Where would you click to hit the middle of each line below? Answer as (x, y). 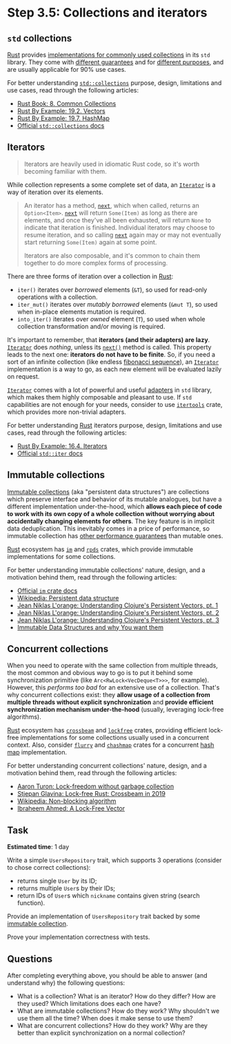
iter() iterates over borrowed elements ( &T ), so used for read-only (112, 290)
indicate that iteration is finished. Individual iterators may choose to (119, 227)
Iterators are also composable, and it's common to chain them (112, 255)
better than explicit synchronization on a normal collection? (101, 1033)
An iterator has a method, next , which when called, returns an (112, 205)
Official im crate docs (47, 590)
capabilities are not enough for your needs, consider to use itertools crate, (115, 404)
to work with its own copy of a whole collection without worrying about (111, 513)
